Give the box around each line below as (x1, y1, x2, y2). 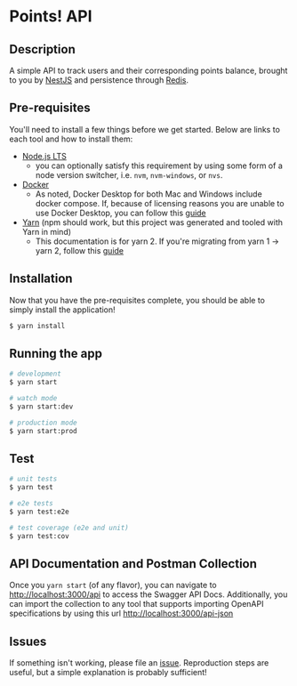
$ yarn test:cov (9, 531, 69, 540)
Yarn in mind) (21, 226, 72, 237)
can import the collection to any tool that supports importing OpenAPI (9, 599, 264, 609)
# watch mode (9, 394, 58, 403)
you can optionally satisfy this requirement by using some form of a (35, 160, 283, 171)
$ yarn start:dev (9, 402, 74, 411)
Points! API (9, 6, 92, 27)
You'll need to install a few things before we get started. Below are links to (9, 124, 280, 134)
